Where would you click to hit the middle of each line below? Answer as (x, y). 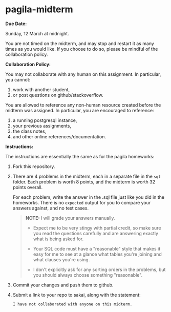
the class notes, (29, 131)
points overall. (28, 187)
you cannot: (18, 79)
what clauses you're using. (61, 259)
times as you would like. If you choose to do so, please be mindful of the (82, 49)
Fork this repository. (34, 166)
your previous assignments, (42, 126)
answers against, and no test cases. (50, 208)
